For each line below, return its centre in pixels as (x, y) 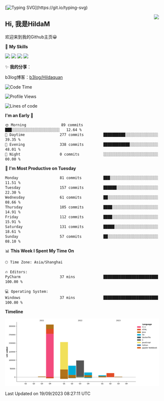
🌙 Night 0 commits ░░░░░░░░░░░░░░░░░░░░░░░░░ (82, 154)
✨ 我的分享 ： (18, 67)
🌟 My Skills (17, 46)
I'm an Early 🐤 (19, 115)
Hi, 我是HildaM (28, 24)
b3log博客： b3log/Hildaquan (34, 77)
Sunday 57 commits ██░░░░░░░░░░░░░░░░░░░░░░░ (82, 236)
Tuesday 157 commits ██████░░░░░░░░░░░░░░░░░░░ (82, 188)
